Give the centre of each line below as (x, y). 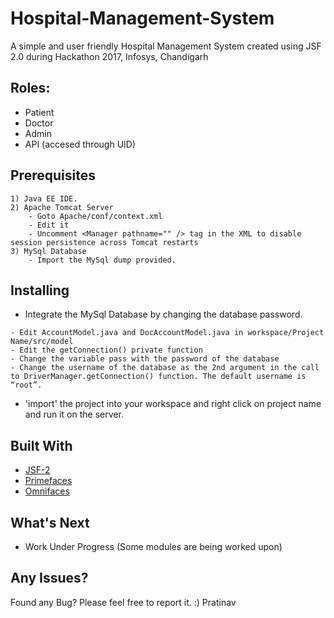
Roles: (30, 88)
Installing (40, 290)
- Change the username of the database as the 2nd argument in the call (165, 368)
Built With (41, 445)
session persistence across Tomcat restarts (104, 242)
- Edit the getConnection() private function (106, 350)
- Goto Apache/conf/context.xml (95, 216)
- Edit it (49, 225)
